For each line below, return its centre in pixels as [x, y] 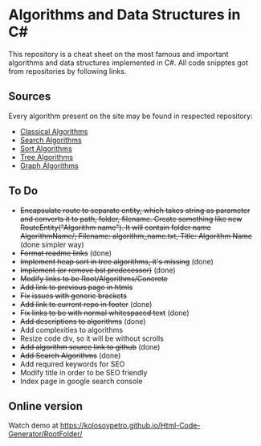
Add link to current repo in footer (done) [86, 304]
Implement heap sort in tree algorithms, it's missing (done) [117, 261]
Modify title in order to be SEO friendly [84, 372]
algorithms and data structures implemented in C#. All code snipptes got [128, 63]
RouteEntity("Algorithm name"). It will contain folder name [115, 227]
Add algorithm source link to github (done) [90, 346]
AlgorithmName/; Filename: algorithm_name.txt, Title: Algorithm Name [136, 235]
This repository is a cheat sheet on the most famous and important [118, 54]
